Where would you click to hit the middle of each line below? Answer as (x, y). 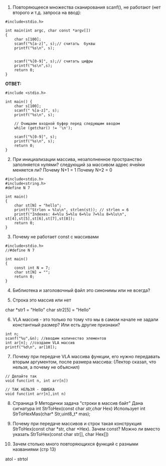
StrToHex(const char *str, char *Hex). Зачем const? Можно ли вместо (86, 429)
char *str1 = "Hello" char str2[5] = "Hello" (48, 310)
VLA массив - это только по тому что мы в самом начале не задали (86, 320)
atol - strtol (17, 459)
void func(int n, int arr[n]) (37, 381)
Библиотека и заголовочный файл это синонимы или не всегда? (81, 290)
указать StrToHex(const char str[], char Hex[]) (60, 434)
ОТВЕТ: (13, 84)
